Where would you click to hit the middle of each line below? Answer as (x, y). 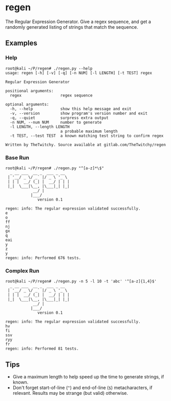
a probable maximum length (89, 131)
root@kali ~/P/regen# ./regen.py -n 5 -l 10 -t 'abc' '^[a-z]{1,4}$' (81, 282)
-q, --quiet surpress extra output (59, 118)
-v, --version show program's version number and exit (79, 113)
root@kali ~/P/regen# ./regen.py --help (49, 68)
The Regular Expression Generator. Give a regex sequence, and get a (78, 22)
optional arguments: (27, 104)
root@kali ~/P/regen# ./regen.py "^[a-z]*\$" (55, 168)
